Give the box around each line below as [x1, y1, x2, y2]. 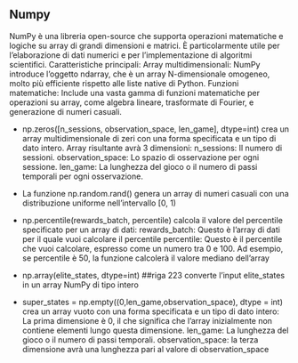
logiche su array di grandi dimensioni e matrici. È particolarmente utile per [9, 40, 280, 51]
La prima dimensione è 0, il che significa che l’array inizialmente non [21, 315, 273, 326]
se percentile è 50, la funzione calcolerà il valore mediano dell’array [21, 253, 270, 263]
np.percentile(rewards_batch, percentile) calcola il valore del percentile [21, 214, 283, 225]
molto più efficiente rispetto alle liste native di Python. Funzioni [9, 77, 239, 88]
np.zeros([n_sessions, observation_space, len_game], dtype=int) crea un [21, 124, 290, 134]
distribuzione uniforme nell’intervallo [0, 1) [21, 198, 176, 208]
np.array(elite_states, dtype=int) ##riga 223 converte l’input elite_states [21, 270, 286, 280]
